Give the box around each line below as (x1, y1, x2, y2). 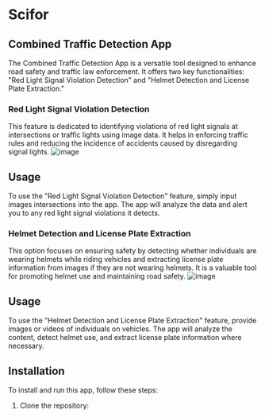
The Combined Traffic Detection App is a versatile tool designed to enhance (8, 58, 256, 68)
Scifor (8, 6, 49, 24)
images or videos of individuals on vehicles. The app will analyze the (8, 324, 232, 334)
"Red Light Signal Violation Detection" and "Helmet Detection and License (8, 76, 250, 84)
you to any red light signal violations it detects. (8, 209, 160, 218)
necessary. (8, 341, 45, 351)
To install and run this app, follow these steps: (8, 385, 159, 395)
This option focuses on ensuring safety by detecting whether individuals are (8, 246, 257, 256)
